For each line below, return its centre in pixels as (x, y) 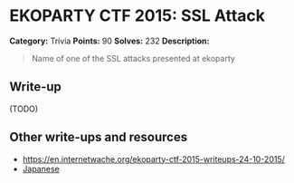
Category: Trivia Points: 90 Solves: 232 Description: (109, 41)
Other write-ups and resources (99, 137)
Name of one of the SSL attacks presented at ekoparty (133, 58)
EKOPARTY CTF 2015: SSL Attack (137, 16)
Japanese (41, 169)
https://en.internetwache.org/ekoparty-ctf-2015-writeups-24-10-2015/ (153, 159)
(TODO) (24, 109)
